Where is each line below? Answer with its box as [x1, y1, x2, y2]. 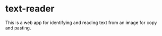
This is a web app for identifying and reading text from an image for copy [5, 19, 157, 25]
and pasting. [5, 24, 31, 30]
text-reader [5, 3, 55, 14]
